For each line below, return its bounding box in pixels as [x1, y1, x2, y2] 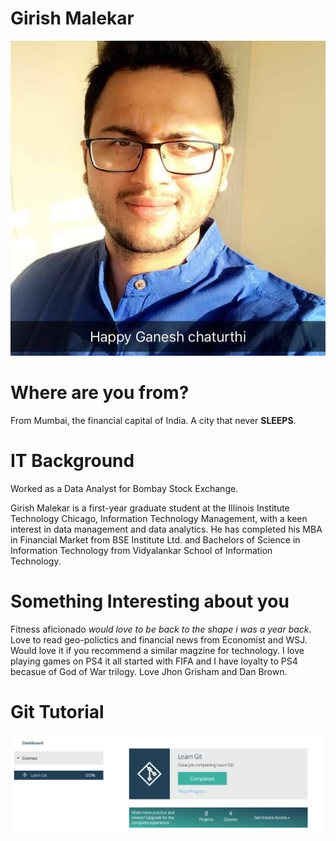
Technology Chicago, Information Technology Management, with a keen [10, 512, 308, 524]
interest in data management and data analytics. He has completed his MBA [10, 523, 323, 535]
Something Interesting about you [10, 590, 290, 612]
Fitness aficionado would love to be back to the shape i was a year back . [10, 623, 312, 635]
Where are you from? [10, 382, 190, 404]
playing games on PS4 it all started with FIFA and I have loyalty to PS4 [10, 655, 298, 667]
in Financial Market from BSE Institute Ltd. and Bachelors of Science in [10, 533, 301, 546]
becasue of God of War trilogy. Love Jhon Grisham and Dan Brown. [10, 665, 288, 677]
